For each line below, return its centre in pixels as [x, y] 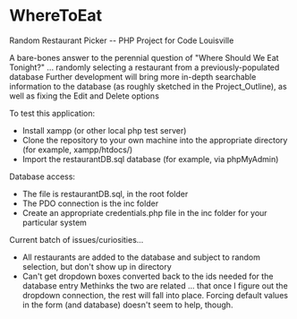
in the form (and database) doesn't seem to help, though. [127, 305]
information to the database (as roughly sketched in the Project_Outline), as [148, 86]
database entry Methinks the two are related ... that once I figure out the [155, 285]
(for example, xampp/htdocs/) [77, 150]
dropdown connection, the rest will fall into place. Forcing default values [155, 295]
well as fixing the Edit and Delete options [84, 96]
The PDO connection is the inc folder [90, 203]
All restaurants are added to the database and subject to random [141, 257]
